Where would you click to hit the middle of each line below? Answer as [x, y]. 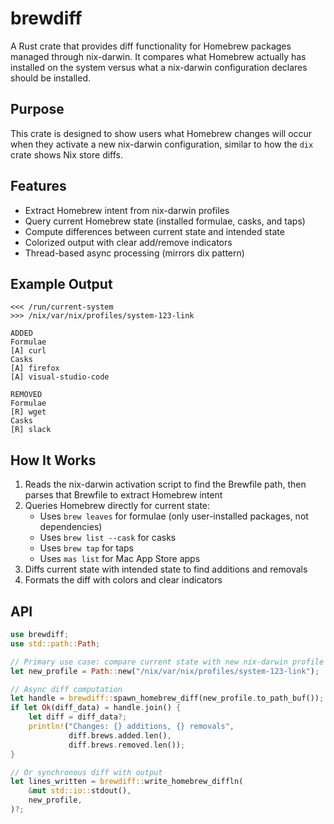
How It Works [53, 460]
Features [38, 186]
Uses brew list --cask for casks [108, 538]
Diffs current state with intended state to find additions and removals [166, 569]
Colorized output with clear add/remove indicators [128, 242]
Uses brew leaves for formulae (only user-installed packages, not [174, 516]
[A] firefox [35, 368]
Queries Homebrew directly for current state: [117, 506]
